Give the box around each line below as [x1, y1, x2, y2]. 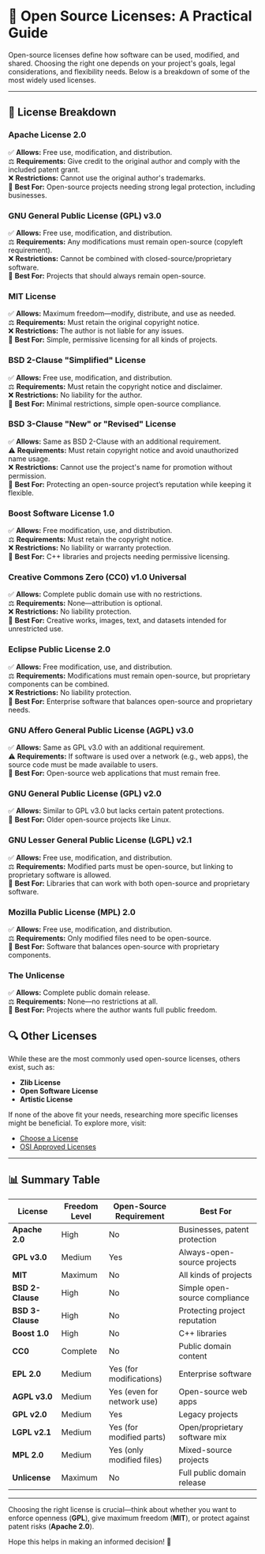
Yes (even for [108, 1386, 159, 1397]
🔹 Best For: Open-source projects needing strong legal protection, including [8, 182, 256, 191]
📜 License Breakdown [8, 106, 117, 119]
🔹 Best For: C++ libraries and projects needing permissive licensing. [8, 552, 230, 561]
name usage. [8, 454, 50, 463]
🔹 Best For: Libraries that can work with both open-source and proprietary [8, 878, 250, 888]
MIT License [8, 290, 57, 301]
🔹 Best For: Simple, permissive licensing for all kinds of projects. [8, 335, 218, 345]
